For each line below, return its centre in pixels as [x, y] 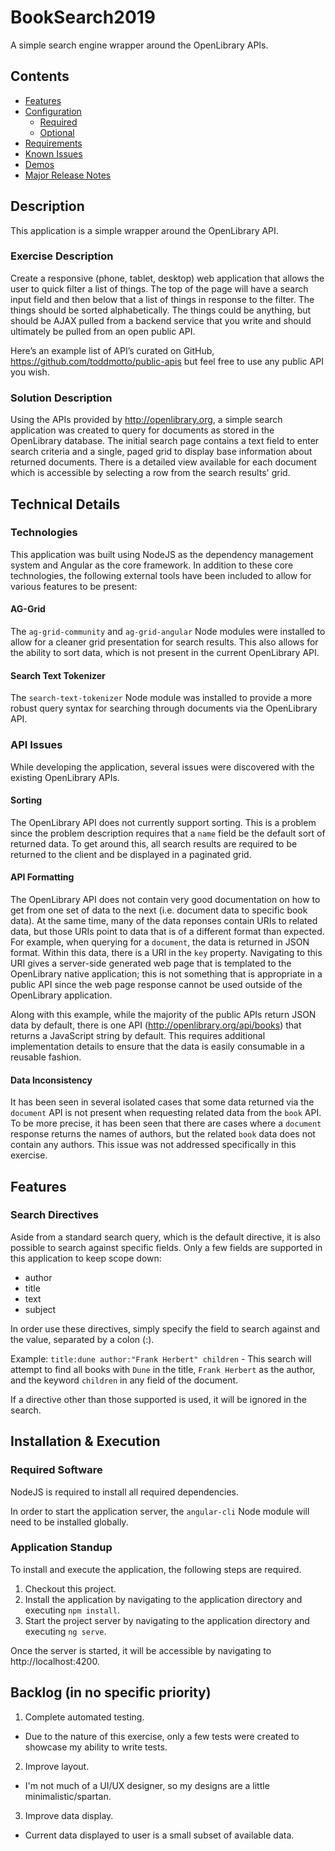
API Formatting [42, 877]
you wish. [30, 372]
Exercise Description [62, 256]
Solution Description [61, 398]
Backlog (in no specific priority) [111, 1692]
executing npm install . [72, 1610]
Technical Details [65, 504]
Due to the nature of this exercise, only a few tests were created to [162, 1736]
